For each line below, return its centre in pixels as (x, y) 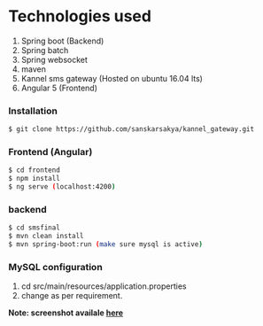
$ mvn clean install (46, 237)
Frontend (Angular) (50, 152)
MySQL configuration (55, 267)
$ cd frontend (35, 170)
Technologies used (80, 16)
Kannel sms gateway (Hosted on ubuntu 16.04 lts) (112, 78)
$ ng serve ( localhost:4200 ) (62, 187)
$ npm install (35, 179)
